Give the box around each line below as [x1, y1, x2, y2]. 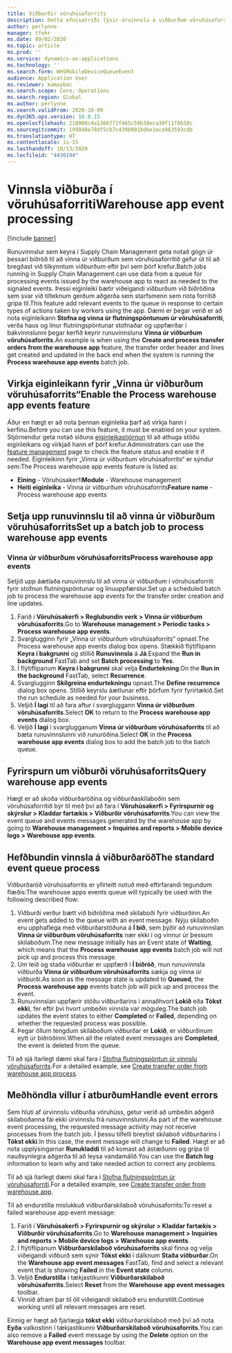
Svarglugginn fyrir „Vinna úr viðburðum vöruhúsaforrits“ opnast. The [17, 635, 209, 643]
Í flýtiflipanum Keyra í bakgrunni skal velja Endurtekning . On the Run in [17, 664, 220, 673]
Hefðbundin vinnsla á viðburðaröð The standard [7, 851, 215, 863]
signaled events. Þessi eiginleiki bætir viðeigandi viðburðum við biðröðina [7, 284, 215, 292]
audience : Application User [7, 74, 88, 82]
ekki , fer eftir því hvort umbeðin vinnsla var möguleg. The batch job [17, 1004, 207, 1012]
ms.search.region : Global [7, 94, 81, 101]
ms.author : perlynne [7, 100, 67, 107]
